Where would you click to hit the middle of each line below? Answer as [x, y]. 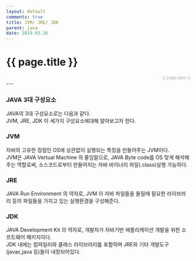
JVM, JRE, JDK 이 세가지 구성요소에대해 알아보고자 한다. [71, 121]
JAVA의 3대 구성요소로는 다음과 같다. [48, 114]
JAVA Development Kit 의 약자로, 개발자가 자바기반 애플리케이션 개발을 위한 [93, 230]
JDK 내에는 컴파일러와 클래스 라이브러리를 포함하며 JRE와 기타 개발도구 [88, 245]
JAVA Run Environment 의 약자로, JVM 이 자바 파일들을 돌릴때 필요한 [86, 193]
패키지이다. [39, 237]
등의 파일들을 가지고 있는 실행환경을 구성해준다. [66, 201]
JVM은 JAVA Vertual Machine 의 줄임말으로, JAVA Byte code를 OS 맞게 [90, 157]
